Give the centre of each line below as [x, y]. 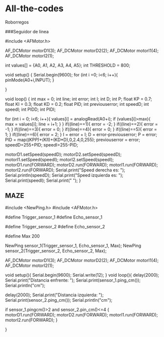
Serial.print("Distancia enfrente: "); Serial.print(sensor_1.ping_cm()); [73, 280]
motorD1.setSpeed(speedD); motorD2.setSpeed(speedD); [63, 154]
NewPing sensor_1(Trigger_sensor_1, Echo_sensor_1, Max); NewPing [73, 245]
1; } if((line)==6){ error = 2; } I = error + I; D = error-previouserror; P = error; [81, 134]
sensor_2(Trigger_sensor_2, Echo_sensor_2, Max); [56, 251]
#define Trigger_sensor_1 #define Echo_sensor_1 [54, 217]
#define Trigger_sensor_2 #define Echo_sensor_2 [55, 226]
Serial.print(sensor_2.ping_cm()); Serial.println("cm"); [59, 300]
